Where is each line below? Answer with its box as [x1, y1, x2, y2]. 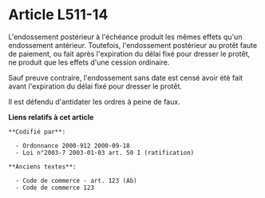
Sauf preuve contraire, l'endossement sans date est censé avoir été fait [8, 73, 243, 82]
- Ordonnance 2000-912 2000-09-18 [15, 141, 130, 149]
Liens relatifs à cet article [8, 112, 94, 121]
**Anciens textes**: [8, 162, 77, 171]
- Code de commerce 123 [15, 184, 94, 192]
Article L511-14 [8, 6, 109, 24]
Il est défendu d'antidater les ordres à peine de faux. [8, 97, 181, 106]
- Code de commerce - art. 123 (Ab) [15, 176, 137, 184]
